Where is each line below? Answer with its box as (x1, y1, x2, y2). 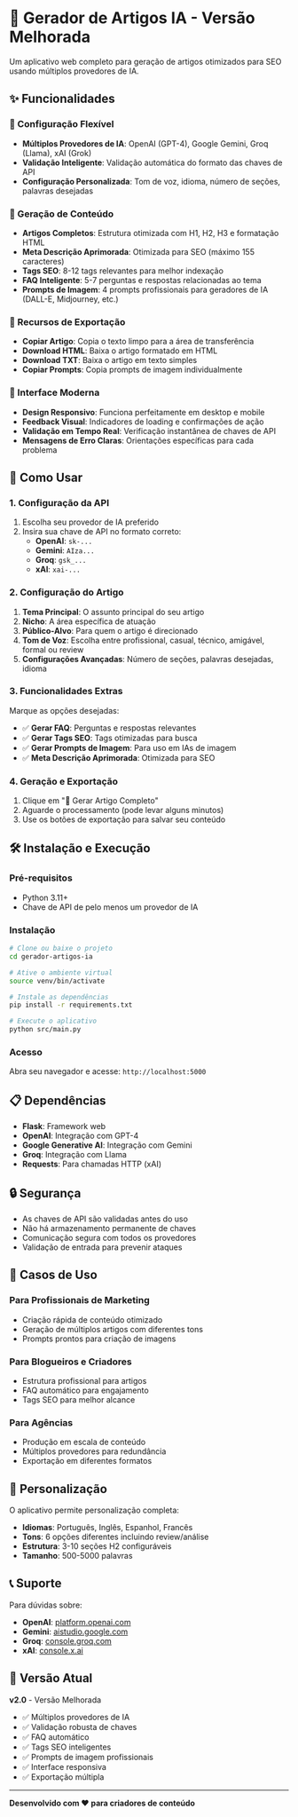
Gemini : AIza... (35, 545, 95, 556)
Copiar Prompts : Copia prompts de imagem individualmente (21, 364, 243, 375)
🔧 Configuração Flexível (9, 118, 114, 130)
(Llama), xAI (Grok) (21, 147, 92, 158)
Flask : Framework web (21, 1121, 106, 1132)
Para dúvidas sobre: (9, 1600, 82, 1610)
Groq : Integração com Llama (21, 1149, 127, 1160)
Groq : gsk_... (35, 555, 87, 565)
